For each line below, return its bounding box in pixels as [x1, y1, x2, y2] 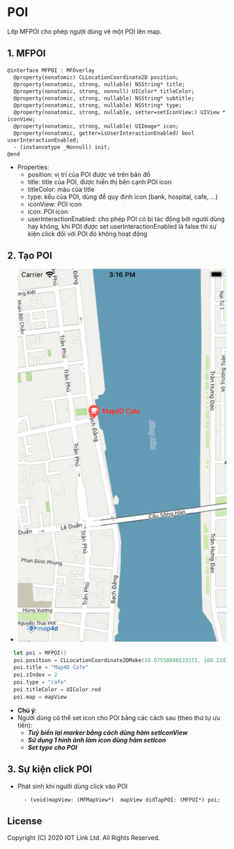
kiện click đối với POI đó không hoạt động [27, 230, 148, 238]
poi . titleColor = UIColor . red [13, 686, 101, 693]
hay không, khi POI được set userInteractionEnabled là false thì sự [27, 222, 217, 230]
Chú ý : [17, 706, 37, 714]
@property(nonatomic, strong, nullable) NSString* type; [13, 102, 182, 109]
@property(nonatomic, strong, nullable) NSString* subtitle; [13, 95, 195, 102]
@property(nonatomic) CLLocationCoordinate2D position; [13, 74, 179, 81]
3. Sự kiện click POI [7, 763, 93, 775]
